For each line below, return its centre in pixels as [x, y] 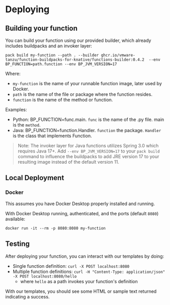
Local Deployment [35, 178]
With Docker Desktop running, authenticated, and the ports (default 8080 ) [82, 213]
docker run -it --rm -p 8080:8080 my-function [55, 228]
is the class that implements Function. [52, 136]
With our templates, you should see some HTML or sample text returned [81, 291]
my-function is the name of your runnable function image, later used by [87, 83]
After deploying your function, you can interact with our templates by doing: [85, 256]
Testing [18, 244]
